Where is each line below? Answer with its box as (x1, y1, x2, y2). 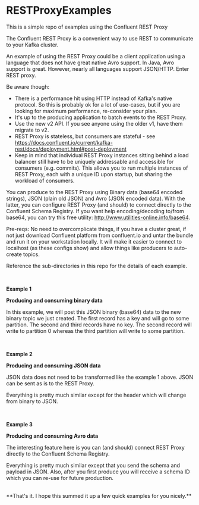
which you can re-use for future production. (6, 474, 114, 481)
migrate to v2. (14, 126, 49, 133)
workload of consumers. (14, 177, 75, 184)
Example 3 (6, 420, 33, 428)
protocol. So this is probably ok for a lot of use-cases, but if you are (14, 101, 181, 108)
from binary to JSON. (6, 397, 58, 405)
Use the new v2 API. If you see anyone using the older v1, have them (14, 120, 183, 127)
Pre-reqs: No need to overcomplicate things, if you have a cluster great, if (6, 225, 187, 232)
